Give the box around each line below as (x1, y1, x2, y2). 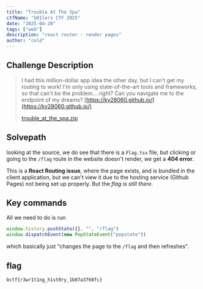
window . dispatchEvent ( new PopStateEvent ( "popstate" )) (6, 231, 147, 238)
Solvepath (6, 133, 46, 143)
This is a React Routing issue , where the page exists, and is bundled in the (6, 167, 195, 174)
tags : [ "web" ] (6, 26, 43, 33)
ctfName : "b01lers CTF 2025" (6, 15, 81, 21)
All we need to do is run (6, 214, 66, 222)
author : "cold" (6, 37, 45, 44)
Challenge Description (6, 60, 94, 71)
